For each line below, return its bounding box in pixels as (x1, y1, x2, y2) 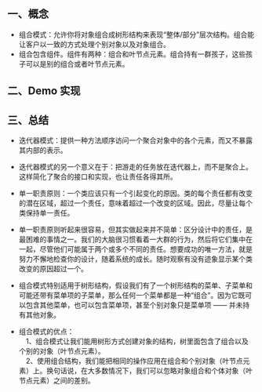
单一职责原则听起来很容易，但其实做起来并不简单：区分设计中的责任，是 (18, 225, 253, 234)
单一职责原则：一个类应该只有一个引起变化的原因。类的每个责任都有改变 (18, 189, 253, 198)
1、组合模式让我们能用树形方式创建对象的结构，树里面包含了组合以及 (25, 336, 249, 347)
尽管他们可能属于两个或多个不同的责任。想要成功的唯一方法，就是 (39, 245, 253, 254)
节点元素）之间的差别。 (18, 376, 95, 386)
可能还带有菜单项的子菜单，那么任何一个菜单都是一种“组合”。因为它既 (18, 291, 246, 300)
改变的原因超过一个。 (18, 264, 88, 274)
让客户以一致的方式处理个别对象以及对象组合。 (18, 39, 170, 49)
